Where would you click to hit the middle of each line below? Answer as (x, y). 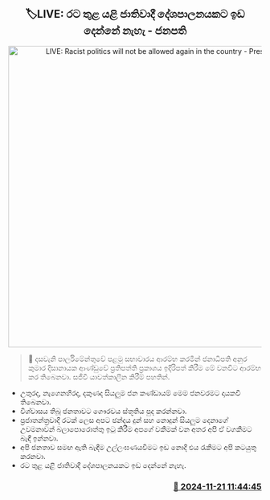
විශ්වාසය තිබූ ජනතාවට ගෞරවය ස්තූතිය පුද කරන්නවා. (103, 411)
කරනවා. (33, 456)
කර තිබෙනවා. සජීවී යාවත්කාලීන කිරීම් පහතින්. (99, 376)
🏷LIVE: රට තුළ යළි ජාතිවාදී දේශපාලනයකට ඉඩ (135, 14)
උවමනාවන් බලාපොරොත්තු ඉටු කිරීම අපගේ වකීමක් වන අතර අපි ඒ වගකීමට (136, 428)
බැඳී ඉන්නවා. (39, 438)
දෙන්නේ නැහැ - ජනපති (135, 31)
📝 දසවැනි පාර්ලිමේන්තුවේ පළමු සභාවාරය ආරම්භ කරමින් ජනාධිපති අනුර (137, 359)
